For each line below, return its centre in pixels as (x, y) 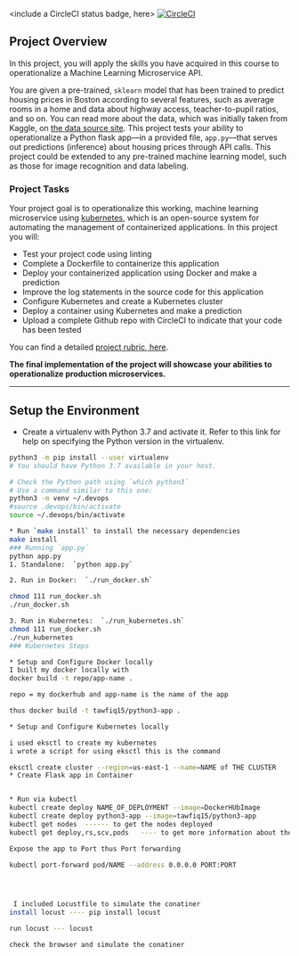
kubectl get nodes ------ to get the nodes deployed (111, 824)
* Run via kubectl (43, 799)
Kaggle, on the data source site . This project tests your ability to (126, 128)
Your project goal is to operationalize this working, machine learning (134, 209)
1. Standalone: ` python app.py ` (71, 565)
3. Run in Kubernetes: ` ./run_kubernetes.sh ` (97, 621)
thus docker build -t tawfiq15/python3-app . (95, 711)
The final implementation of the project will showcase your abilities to (141, 365)
